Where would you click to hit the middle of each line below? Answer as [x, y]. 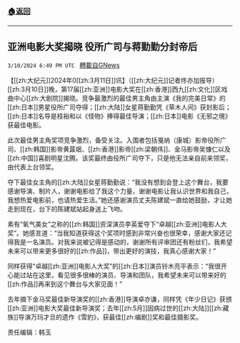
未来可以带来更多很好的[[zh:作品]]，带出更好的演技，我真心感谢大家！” [112, 251]
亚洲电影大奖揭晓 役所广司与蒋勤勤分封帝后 [102, 47]
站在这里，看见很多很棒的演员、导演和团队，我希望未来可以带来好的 [126, 275]
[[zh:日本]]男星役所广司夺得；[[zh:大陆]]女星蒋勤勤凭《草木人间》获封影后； [119, 107]
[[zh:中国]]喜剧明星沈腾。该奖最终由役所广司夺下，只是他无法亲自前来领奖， [120, 158]
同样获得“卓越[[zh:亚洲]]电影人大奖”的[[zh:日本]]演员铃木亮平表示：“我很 [114, 267]
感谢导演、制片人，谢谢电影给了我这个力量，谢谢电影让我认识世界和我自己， [120, 192]
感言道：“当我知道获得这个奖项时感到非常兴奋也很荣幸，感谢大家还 [127, 233]
